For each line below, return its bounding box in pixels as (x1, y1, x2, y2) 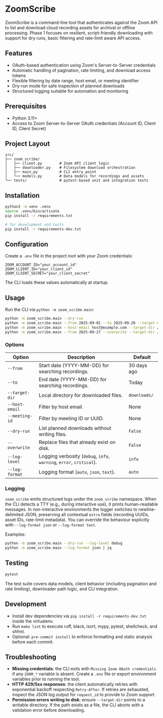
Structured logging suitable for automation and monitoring (12, 88, 129, 94)
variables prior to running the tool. (12, 676, 81, 682)
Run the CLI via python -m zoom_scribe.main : (5, 307, 95, 312)
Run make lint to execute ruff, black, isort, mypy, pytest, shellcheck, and (12, 623, 158, 629)
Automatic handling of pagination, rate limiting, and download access (12, 67, 151, 73)
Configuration (5, 240, 49, 248)
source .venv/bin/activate (5, 209, 60, 214)
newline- (138, 506, 156, 512)
